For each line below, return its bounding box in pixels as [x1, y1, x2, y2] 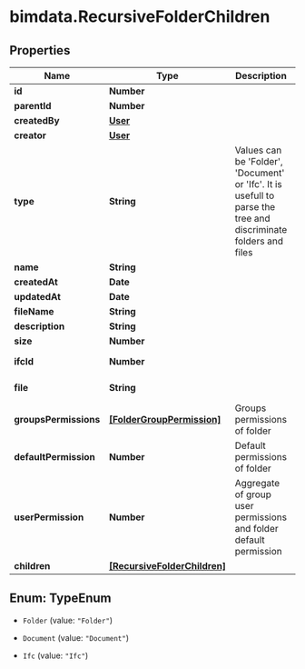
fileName [14, 305, 54, 317]
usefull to [234, 189, 275, 202]
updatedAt [14, 291, 62, 303]
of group [234, 488, 272, 501]
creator [14, 129, 47, 142]
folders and [234, 235, 284, 247]
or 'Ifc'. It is [234, 178, 283, 190]
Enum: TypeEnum [9, 591, 112, 606]
